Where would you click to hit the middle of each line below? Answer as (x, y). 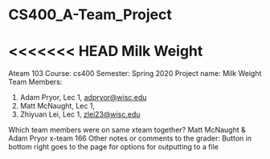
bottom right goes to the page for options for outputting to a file (114, 147)
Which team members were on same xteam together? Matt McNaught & (127, 130)
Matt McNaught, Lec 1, (57, 106)
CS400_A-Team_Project (90, 15)
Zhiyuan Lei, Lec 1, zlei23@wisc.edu (80, 114)
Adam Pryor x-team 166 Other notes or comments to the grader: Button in (130, 138)
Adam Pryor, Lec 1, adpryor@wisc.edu (83, 97)
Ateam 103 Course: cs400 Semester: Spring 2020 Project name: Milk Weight (135, 74)
